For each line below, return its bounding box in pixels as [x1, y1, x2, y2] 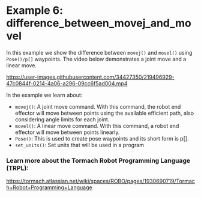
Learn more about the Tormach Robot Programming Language [6, 156, 191, 165]
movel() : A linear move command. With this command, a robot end [14, 122, 179, 129]
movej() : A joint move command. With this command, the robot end [14, 103, 181, 110]
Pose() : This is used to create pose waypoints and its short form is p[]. [14, 135, 189, 142]
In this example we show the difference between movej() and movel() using [6, 49, 193, 56]
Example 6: [6, 4, 64, 17]
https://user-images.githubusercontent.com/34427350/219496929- [6, 73, 175, 80]
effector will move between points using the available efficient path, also [14, 109, 194, 117]
